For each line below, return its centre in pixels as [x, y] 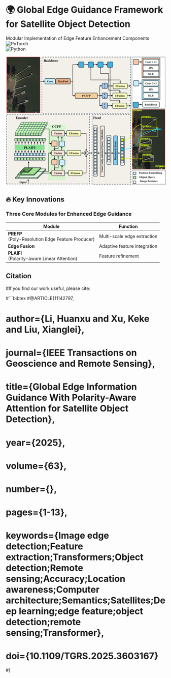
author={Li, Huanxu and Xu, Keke [78, 319]
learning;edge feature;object [81, 611]
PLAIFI [15, 253]
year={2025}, [36, 443]
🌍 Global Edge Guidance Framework [84, 10]
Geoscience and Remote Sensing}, [80, 364]
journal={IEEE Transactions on [71, 353]
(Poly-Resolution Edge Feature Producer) [52, 239]
